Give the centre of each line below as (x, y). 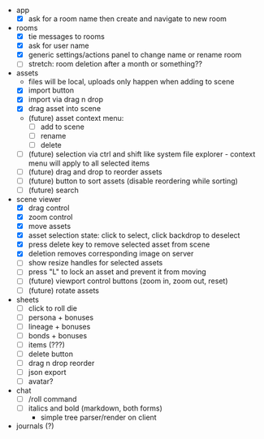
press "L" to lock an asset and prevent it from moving (117, 272)
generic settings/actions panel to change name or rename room (135, 55)
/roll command (52, 399)
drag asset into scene (65, 109)
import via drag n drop (66, 100)
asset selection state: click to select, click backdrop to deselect (134, 235)
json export (47, 372)
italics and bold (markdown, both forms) (95, 408)
